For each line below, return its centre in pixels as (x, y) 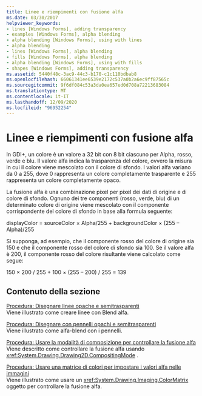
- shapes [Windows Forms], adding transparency (68, 68)
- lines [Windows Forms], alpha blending (59, 52)
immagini (18, 374)
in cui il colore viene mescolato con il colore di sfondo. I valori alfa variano (99, 167)
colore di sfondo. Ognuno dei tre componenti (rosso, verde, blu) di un (93, 198)
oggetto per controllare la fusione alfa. (54, 386)
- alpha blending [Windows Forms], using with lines (74, 40)
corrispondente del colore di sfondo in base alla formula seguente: (89, 211)
